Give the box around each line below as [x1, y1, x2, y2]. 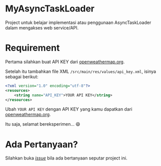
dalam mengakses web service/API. [5, 24, 79, 30]
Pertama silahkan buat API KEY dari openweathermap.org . [5, 58, 125, 65]
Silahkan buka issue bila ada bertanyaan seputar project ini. [5, 155, 128, 161]
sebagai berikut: [5, 73, 39, 80]
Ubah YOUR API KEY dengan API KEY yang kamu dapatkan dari [5, 106, 133, 112]
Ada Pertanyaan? [5, 139, 78, 150]
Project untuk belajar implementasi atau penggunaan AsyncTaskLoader [5, 19, 152, 25]
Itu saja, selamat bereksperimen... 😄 [5, 121, 81, 127]
